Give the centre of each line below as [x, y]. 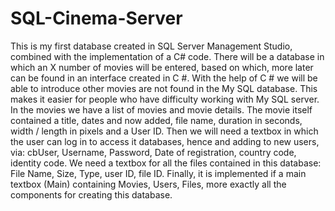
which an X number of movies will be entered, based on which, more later [162, 67]
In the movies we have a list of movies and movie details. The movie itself [161, 109]
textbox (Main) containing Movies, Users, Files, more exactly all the [148, 184]
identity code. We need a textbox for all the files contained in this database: [166, 163]
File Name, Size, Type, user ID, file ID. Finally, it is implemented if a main [158, 173]
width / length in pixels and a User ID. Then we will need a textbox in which [164, 131]
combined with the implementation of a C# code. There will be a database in [167, 56]
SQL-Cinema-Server [96, 18]
